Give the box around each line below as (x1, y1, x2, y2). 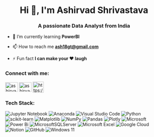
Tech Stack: (5, 99, 35, 106)
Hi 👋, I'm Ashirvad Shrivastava (19, 4, 148, 16)
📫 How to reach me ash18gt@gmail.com (12, 43, 99, 49)
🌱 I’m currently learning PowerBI (12, 33, 80, 39)
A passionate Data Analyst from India (37, 22, 130, 29)
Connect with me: (5, 70, 49, 77)
